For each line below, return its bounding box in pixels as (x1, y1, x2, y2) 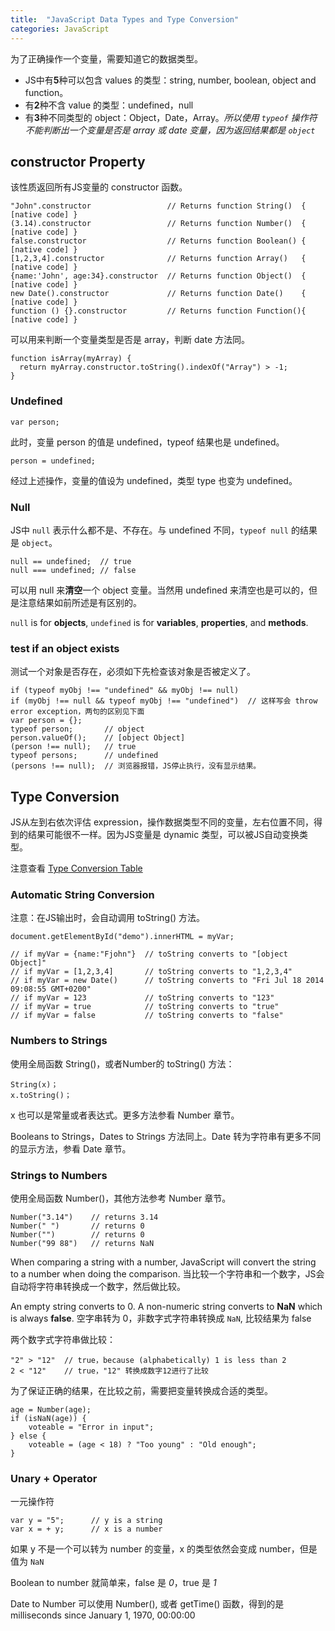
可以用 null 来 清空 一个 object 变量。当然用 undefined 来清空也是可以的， (10, 584, 309, 596)
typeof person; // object (10, 724, 145, 735)
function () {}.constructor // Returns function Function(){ (10, 306, 307, 316)
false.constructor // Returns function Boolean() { (10, 236, 307, 246)
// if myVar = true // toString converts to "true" (10, 1002, 280, 1012)
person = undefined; (10, 456, 97, 466)
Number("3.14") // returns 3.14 (10, 1212, 159, 1222)
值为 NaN (10, 1556, 45, 1568)
